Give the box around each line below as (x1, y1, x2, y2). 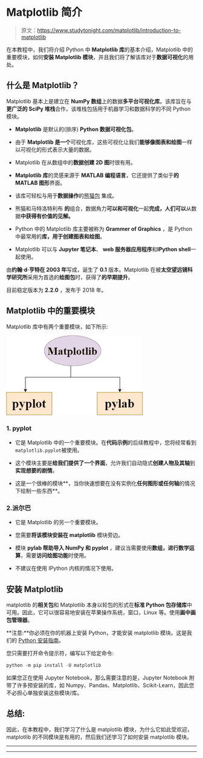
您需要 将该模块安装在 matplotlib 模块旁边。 (14, 532, 124, 539)
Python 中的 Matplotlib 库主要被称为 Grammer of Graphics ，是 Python (14, 225, 192, 233)
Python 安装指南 (18, 637, 59, 644)
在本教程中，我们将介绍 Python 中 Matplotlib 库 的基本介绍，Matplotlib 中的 (6, 46, 193, 53)
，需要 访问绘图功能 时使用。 (20, 552, 89, 559)
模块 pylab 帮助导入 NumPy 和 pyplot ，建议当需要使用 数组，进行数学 (14, 544, 189, 551)
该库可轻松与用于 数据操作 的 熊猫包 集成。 (14, 191, 118, 199)
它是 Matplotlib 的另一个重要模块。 (14, 519, 101, 526)
